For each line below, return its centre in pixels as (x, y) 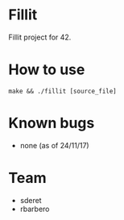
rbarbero (35, 209)
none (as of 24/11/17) (55, 145)
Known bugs (52, 123)
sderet (31, 200)
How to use (47, 70)
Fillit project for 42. (40, 37)
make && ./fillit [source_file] (62, 91)
